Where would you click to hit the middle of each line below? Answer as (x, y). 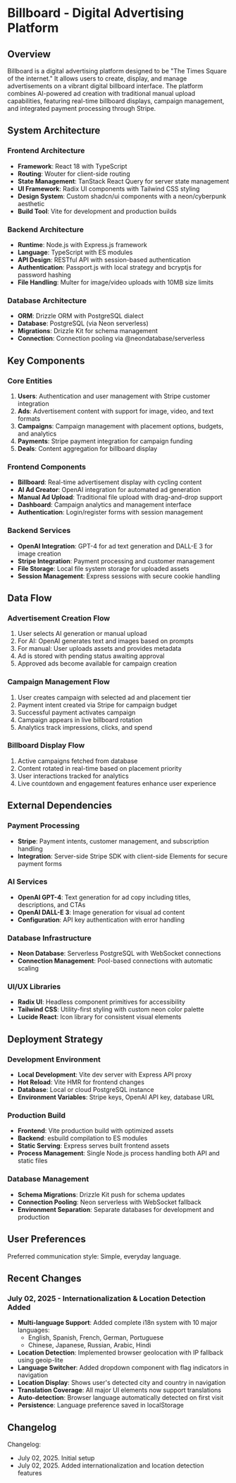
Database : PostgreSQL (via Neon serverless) (83, 323)
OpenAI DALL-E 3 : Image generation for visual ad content (101, 912)
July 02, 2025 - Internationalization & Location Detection (107, 1298)
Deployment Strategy (55, 1039)
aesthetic (31, 203)
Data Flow (30, 598)
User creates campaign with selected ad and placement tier (104, 697)
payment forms (39, 863)
